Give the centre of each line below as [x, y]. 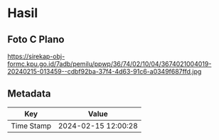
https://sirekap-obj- [36, 56]
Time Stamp [31, 126]
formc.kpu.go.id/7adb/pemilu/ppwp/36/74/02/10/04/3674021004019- [109, 64]
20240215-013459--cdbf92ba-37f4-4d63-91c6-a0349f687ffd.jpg [105, 71]
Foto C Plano [36, 39]
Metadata [29, 94]
